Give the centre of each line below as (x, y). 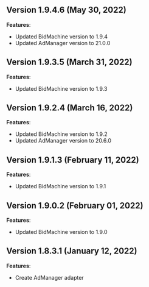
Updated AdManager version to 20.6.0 (63, 141)
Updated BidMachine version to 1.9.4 (61, 37)
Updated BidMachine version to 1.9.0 (61, 232)
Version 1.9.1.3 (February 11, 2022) (73, 160)
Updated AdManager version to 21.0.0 (63, 43)
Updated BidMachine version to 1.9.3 (61, 88)
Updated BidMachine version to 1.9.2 (61, 134)
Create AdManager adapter (49, 277)
